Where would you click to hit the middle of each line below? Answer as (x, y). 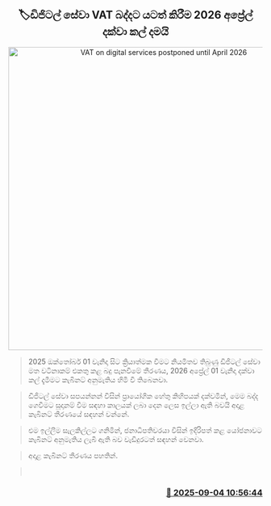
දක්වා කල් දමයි (135, 32)
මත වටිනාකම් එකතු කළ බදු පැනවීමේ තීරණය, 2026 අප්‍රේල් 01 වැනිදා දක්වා (141, 370)
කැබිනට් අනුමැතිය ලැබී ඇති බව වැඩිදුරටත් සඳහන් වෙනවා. (116, 439)
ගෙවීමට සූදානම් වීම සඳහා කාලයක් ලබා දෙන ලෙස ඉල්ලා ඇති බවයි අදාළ (136, 405)
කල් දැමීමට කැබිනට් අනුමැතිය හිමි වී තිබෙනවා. (98, 379)
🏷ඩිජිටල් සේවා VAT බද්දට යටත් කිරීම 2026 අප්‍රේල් (135, 15)
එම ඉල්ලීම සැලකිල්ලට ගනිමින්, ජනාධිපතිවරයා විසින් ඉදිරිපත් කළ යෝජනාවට (145, 430)
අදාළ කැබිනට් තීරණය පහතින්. (73, 455)
